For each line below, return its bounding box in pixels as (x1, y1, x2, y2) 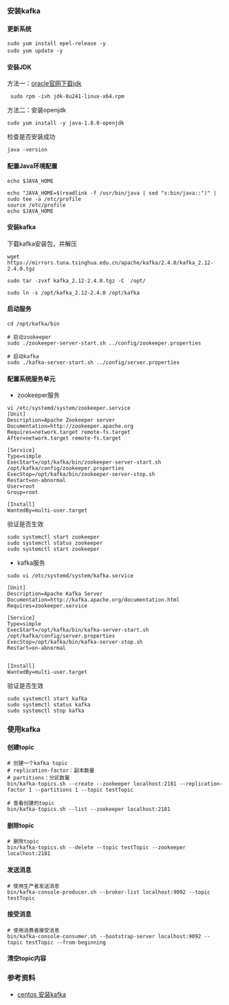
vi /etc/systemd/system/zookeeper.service (7, 404, 131, 412)
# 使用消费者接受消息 (7, 927, 60, 933)
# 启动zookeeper (7, 334, 52, 341)
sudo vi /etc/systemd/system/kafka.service (7, 572, 134, 579)
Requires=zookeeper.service (7, 603, 88, 609)
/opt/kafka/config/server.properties (7, 633, 116, 640)
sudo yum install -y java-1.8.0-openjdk (7, 120, 125, 127)
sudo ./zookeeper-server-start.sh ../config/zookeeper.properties (7, 339, 201, 347)
